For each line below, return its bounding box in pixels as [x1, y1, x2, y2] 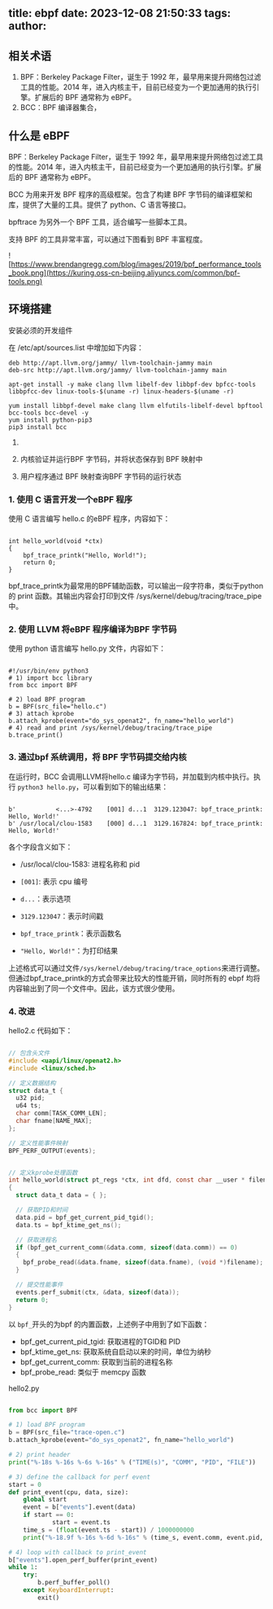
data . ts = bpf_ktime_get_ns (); [15, 1221, 122, 1229]
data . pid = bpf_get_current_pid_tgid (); [15, 1213, 154, 1221]
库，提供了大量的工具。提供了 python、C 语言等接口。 [8, 199, 191, 210]
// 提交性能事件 [15, 1281, 63, 1289]
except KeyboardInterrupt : [23, 1586, 115, 1594]
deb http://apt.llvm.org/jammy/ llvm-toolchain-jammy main [8, 358, 213, 367]
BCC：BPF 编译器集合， [19, 103, 102, 112]
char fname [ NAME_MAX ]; [15, 1117, 93, 1125]
